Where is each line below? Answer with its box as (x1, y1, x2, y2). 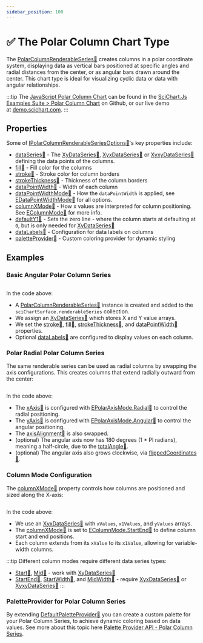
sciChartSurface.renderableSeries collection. (15, 308, 130, 315)
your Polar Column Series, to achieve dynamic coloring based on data (6, 617, 181, 624)
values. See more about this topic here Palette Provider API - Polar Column (6, 624, 193, 631)
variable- (175, 539, 198, 546)
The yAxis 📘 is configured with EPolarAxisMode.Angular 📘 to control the (15, 417, 191, 424)
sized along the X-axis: (6, 491, 64, 498)
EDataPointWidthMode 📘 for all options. (15, 196, 113, 204)
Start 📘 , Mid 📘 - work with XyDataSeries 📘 (15, 569, 116, 576)
